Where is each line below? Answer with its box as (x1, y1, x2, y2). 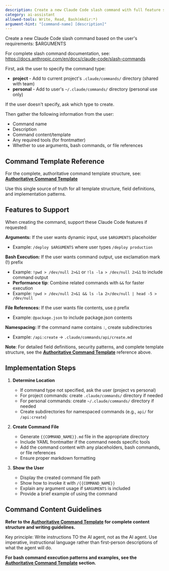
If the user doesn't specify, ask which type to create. (5, 102, 115, 108)
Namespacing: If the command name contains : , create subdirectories (5, 324, 152, 330)
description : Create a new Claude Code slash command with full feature (5, 7, 161, 13)
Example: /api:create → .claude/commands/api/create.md (12, 334, 132, 340)
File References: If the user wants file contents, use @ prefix (5, 304, 130, 311)
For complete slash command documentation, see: (5, 51, 111, 57)
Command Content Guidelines (5, 505, 102, 514)
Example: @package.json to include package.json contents (12, 314, 132, 320)
